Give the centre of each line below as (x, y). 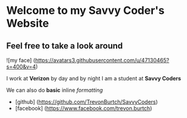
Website (28, 23)
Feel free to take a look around (65, 46)
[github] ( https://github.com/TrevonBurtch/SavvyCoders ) (86, 102)
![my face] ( (21, 60)
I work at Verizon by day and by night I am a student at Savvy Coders (94, 78)
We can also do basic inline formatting (55, 90)
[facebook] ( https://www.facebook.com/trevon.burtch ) (83, 108)
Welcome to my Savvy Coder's (86, 11)
